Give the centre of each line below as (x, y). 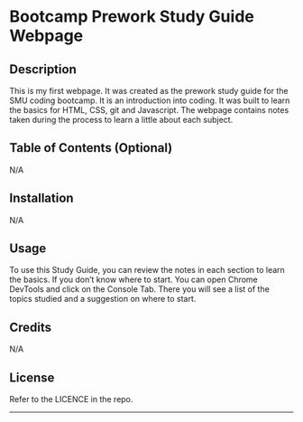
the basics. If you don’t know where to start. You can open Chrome (134, 280)
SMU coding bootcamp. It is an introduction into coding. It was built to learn (150, 100)
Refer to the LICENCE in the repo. (71, 399)
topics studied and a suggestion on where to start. (103, 299)
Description (43, 69)
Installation (41, 198)
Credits (31, 327)
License (32, 377)
